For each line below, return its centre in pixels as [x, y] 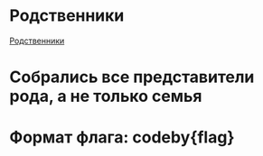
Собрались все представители [132, 77]
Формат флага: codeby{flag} [122, 138]
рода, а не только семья [106, 96]
